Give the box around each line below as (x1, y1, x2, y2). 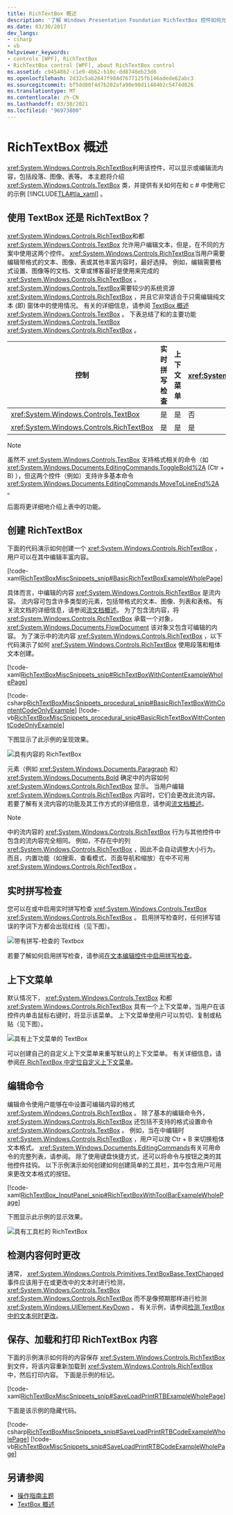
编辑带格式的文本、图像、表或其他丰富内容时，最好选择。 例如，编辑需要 (7, 258, 216, 266)
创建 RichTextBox (7, 524, 83, 536)
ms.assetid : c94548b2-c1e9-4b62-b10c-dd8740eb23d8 (7, 68, 157, 75)
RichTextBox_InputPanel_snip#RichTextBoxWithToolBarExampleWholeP (20, 1190, 224, 1199)
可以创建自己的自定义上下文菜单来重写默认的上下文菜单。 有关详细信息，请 (7, 1049, 222, 1057)
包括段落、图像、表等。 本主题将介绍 (19, 172, 125, 181)
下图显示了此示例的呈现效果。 (7, 735, 92, 744)
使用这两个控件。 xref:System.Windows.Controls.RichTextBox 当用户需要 (19, 249, 225, 257)
